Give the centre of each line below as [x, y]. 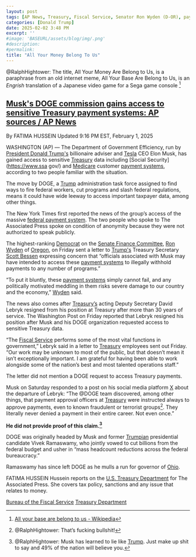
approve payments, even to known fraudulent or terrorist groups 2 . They [92, 406]
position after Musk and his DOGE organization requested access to [87, 322]
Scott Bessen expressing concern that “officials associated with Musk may [96, 256]
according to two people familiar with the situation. [67, 172]
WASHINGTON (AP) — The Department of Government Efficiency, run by [94, 148]
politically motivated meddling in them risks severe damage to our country [95, 286]
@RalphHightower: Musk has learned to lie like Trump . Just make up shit [101, 542]
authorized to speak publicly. [41, 233]
